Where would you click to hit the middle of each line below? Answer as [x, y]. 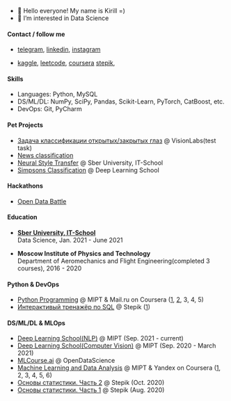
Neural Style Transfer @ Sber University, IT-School [90, 163]
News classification [45, 155]
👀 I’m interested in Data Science [63, 18]
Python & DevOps [33, 284]
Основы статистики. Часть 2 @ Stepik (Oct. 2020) [91, 383]
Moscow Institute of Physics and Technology [84, 254]
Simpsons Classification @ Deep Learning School [88, 170]
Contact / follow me [36, 34]
